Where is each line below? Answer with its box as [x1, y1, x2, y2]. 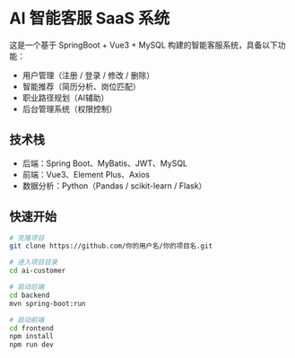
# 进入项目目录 [9, 258, 58, 267]
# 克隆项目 [9, 233, 45, 242]
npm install [9, 332, 54, 341]
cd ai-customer [9, 266, 66, 275]
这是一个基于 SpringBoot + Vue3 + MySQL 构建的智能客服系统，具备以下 [9, 39, 278, 50]
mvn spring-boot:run [9, 299, 87, 308]
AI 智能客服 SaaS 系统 [9, 8, 170, 29]
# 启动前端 [9, 315, 45, 324]
